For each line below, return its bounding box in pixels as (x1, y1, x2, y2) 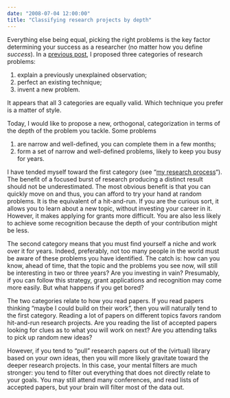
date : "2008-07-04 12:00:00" (7, 10, 91, 17)
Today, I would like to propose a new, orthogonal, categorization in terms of (7, 119, 221, 127)
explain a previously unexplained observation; (16, 70, 148, 79)
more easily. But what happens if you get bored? (7, 283, 144, 291)
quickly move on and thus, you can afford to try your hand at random (7, 190, 202, 198)
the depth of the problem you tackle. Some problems (7, 126, 157, 135)
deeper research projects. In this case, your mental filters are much (7, 361, 198, 369)
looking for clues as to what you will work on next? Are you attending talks (7, 326, 218, 334)
